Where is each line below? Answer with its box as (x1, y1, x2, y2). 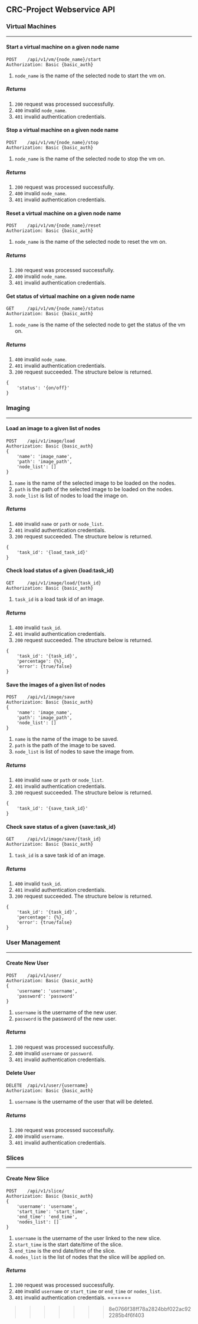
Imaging (6, 404, 31, 412)
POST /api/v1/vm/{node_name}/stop (6, 140, 99, 146)
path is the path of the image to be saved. (14, 742, 116, 749)
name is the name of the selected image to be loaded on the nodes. (14, 479, 176, 486)
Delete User (6, 1070, 36, 1077)
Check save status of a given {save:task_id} (6, 823, 116, 830)
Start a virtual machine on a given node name (6, 44, 120, 51)
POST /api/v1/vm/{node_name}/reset (6, 223, 101, 229)
